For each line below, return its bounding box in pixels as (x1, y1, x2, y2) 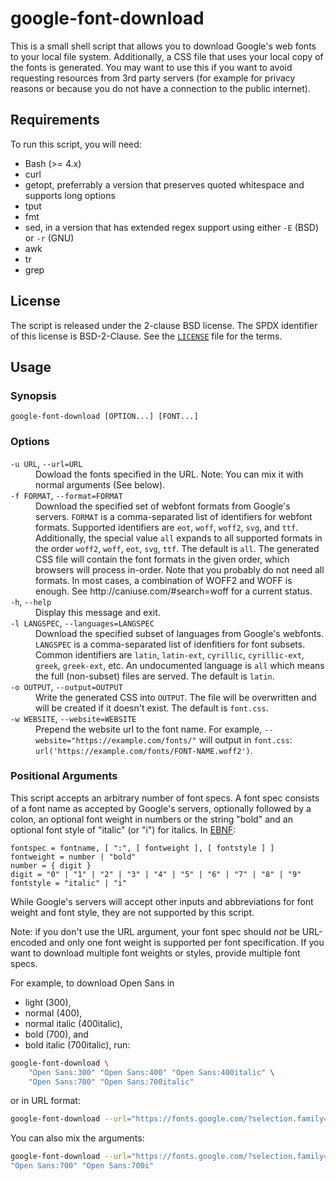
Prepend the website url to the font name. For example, (35, 723, 263, 735)
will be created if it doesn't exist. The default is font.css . (35, 702, 269, 714)
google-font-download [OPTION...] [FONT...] (10, 412, 199, 422)
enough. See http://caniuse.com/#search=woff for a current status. (35, 585, 313, 597)
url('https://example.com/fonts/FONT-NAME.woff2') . (35, 744, 253, 756)
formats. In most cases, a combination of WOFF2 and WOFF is (35, 574, 293, 586)
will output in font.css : (198, 733, 293, 746)
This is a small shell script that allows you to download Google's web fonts (10, 40, 317, 52)
